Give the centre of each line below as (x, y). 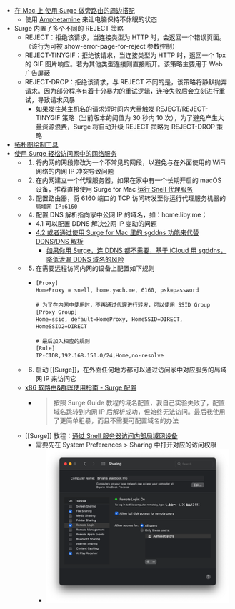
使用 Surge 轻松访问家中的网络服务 (65, 153)
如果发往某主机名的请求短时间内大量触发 (95, 109)
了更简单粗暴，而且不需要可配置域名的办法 (116, 421)
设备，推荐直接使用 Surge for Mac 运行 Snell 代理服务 (114, 189)
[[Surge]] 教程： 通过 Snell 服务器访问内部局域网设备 (101, 436)
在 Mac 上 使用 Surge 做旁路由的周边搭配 (75, 10)
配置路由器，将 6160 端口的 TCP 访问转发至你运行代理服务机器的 (131, 198)
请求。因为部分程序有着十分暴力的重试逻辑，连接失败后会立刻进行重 (125, 91)
